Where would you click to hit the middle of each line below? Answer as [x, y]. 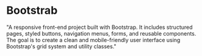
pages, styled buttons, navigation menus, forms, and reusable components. [101, 33]
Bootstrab [32, 11]
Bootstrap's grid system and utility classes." [62, 46]
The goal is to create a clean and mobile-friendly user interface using [93, 40]
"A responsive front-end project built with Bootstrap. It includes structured [100, 27]
